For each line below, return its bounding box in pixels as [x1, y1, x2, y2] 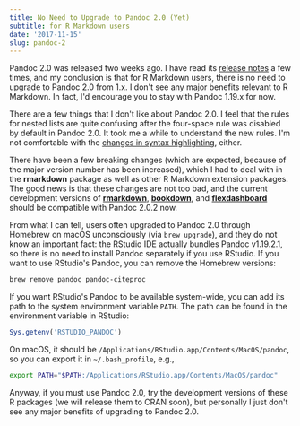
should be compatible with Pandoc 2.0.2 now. [9, 203, 177, 213]
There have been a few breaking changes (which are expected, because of [9, 154, 287, 166]
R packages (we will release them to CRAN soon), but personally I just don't [9, 396, 288, 407]
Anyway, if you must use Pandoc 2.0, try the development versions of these [9, 387, 289, 397]
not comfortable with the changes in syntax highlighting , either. [9, 137, 243, 148]
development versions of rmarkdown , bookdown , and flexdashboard [9, 193, 268, 204]
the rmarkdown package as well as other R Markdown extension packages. [9, 174, 289, 185]
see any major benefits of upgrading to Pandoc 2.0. [9, 405, 200, 417]
